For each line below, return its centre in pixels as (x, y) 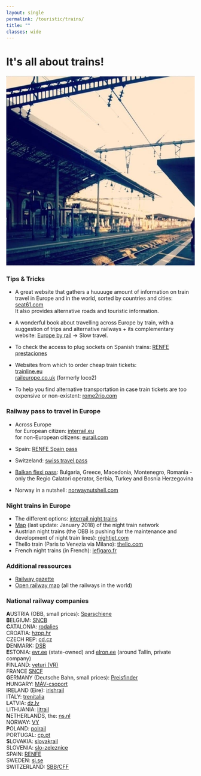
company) (19, 658)
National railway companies (48, 601)
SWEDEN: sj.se (25, 760)
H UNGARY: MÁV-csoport (37, 684)
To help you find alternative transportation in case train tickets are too (101, 389)
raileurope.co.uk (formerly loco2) (56, 378)
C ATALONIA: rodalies (32, 627)
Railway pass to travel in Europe (53, 411)
